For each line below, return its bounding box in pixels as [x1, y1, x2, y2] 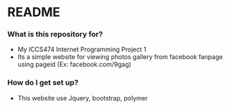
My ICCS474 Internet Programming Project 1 [17, 45, 147, 53]
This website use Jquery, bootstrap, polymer [17, 94, 148, 102]
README [7, 4, 61, 20]
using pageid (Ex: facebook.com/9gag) [17, 60, 132, 69]
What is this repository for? [7, 30, 104, 39]
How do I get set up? [7, 78, 79, 88]
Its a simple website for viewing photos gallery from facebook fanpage [17, 53, 224, 61]
